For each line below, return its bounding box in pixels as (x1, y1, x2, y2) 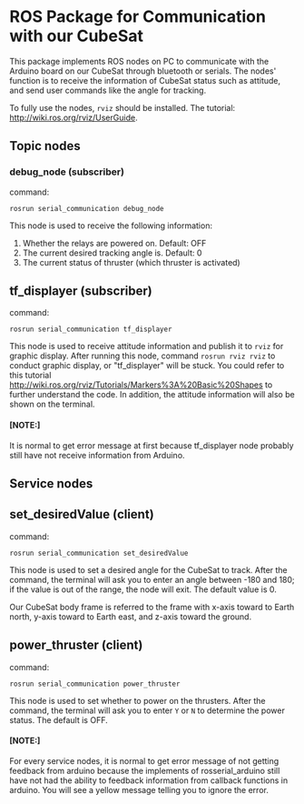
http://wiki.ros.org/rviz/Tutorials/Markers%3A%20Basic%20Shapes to (9, 379, 273, 390)
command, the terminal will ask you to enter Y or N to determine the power (9, 705, 286, 716)
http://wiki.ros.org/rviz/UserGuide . (9, 112, 138, 123)
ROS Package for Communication (9, 6, 266, 27)
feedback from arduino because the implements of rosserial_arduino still (9, 765, 280, 776)
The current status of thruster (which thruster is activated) (22, 256, 240, 267)
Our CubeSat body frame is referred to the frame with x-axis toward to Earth (9, 601, 295, 612)
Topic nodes (9, 138, 81, 154)
